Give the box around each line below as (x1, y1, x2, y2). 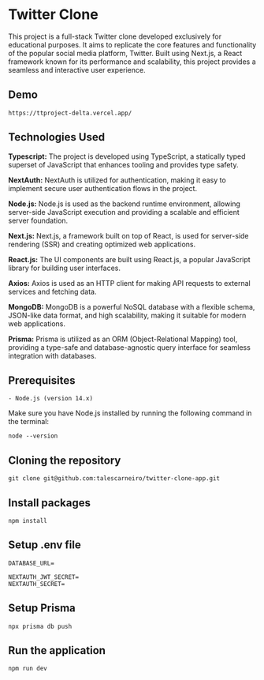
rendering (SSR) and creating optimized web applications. (8, 239, 196, 249)
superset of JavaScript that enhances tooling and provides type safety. (8, 160, 239, 169)
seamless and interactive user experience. (8, 65, 146, 74)
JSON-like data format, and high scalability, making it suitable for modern (8, 310, 247, 320)
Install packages (8, 496, 91, 509)
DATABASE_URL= (8, 559, 55, 567)
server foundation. (8, 216, 69, 225)
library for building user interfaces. (8, 263, 121, 272)
